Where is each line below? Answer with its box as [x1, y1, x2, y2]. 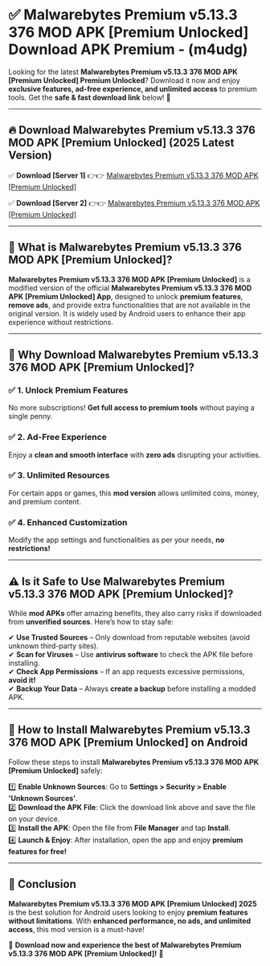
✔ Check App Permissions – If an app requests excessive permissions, [8, 666, 245, 676]
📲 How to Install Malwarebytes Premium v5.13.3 [8, 723, 251, 737]
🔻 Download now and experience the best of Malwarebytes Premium [8, 939, 242, 950]
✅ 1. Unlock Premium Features [8, 384, 129, 396]
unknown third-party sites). [8, 641, 99, 651]
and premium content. [8, 496, 82, 506]
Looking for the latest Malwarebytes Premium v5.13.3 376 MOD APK [8, 67, 239, 76]
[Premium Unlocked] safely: [8, 766, 103, 775]
